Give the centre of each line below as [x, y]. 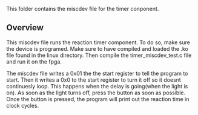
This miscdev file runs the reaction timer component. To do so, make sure [98, 42]
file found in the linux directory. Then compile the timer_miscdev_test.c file [99, 55]
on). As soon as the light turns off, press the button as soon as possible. [96, 93]
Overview [25, 28]
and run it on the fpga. [34, 61]
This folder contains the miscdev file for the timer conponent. [83, 9]
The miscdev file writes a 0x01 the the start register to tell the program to [97, 73]
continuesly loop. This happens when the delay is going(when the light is [97, 86]
